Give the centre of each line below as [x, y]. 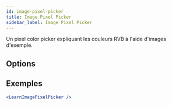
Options [21, 64]
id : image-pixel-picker [35, 11]
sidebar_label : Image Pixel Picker [49, 22]
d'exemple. [20, 45]
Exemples [24, 83]
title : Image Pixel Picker [39, 17]
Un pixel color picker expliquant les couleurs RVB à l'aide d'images [86, 39]
